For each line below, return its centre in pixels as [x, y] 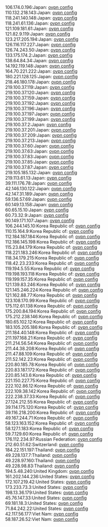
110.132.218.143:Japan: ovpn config [41, 13]
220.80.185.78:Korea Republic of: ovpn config [52, 364]
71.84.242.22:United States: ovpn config [47, 508]
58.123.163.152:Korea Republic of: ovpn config [52, 423]
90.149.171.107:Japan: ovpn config [40, 221]
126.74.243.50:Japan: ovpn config [40, 50]
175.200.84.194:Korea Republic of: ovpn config [53, 311]
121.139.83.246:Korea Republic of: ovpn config [53, 285]
